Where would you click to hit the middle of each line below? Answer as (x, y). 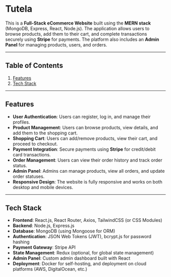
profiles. (21, 122)
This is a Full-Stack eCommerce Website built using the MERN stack (78, 23)
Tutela (19, 9)
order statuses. (28, 176)
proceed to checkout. (35, 144)
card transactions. (32, 154)
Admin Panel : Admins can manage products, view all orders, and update (89, 171)
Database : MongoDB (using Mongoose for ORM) (64, 231)
